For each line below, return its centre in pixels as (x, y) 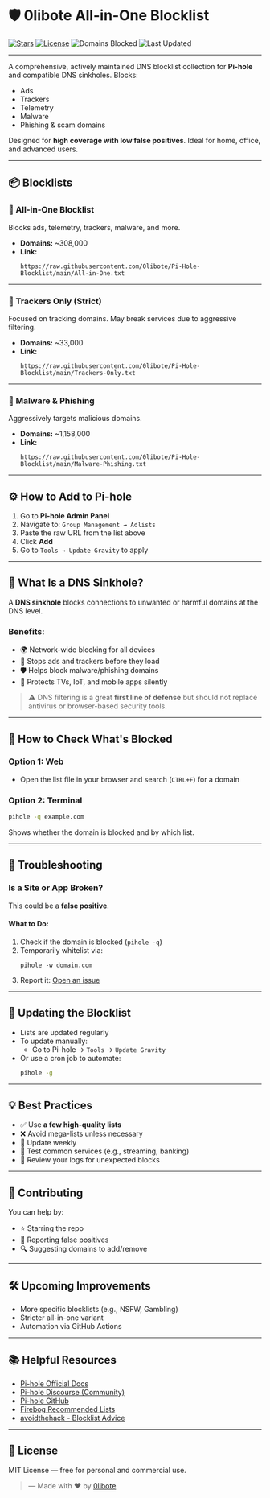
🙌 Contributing (46, 1193)
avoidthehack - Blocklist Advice (72, 1418)
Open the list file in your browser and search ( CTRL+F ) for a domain (129, 779)
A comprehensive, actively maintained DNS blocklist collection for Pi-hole (131, 66)
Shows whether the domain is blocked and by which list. (101, 832)
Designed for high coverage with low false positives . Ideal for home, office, (135, 140)
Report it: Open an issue (60, 980)
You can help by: (36, 1212)
